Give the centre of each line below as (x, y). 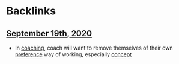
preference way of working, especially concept (73, 54)
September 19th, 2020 (49, 34)
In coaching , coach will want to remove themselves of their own (94, 48)
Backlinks (31, 11)
